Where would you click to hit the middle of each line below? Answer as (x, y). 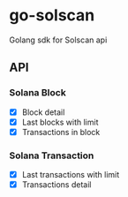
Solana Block (38, 93)
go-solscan (52, 15)
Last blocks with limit (60, 122)
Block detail (43, 112)
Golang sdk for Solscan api (58, 40)
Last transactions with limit (71, 175)
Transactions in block (61, 132)
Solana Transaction (52, 155)
